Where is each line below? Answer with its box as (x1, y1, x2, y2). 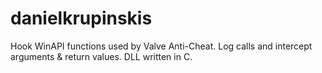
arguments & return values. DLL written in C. (10, 50, 193, 62)
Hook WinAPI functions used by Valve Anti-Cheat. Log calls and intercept (10, 40, 313, 52)
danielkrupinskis (10, 7, 153, 30)
